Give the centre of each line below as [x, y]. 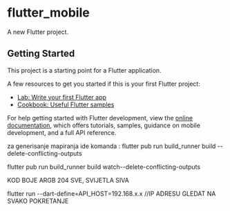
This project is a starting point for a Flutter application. [84, 70]
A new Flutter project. [38, 32]
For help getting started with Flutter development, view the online [100, 118]
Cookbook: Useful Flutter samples [66, 104]
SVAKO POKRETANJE [38, 201]
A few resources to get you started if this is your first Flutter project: [104, 84]
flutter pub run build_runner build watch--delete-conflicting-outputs [104, 167]
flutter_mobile [48, 13]
